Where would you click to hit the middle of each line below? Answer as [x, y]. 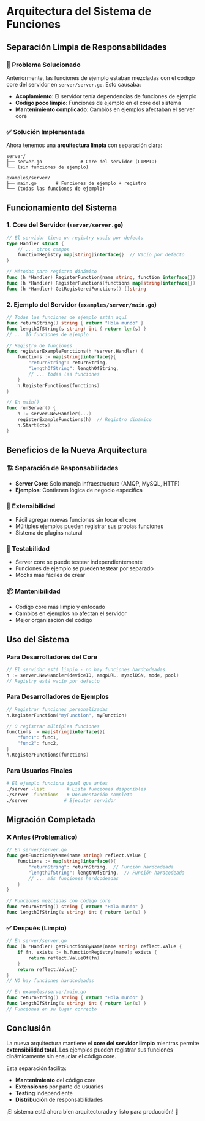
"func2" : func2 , [38, 744]
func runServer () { [31, 408]
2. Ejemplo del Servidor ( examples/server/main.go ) [82, 304]
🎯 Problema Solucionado [43, 65]
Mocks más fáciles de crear [50, 575]
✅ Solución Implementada [46, 132]
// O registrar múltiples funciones [53, 726]
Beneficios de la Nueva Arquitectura [77, 450]
